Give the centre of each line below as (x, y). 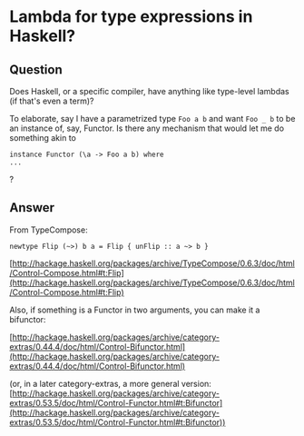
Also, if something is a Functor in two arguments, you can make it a (135, 310)
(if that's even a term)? (52, 101)
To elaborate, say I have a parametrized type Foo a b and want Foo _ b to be (152, 119)
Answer (32, 208)
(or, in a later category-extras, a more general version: (110, 383)
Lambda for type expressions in (131, 17)
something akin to (43, 138)
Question (36, 69)
